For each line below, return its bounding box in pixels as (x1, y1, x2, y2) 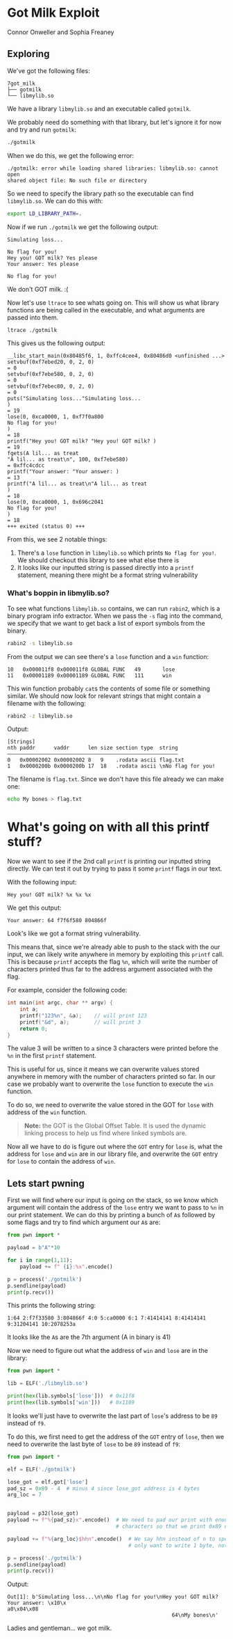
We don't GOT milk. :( (7, 285, 69, 293)
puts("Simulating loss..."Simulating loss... (7, 395, 141, 402)
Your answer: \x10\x (7, 1599, 67, 1607)
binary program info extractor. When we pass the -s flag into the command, (7, 611, 223, 620)
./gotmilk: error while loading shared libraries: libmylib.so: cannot (7, 165, 218, 172)
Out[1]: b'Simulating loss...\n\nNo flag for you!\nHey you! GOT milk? (7, 1594, 218, 1601)
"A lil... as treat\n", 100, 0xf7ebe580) (7, 456, 129, 464)
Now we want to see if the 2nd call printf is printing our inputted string (7, 857, 212, 866)
